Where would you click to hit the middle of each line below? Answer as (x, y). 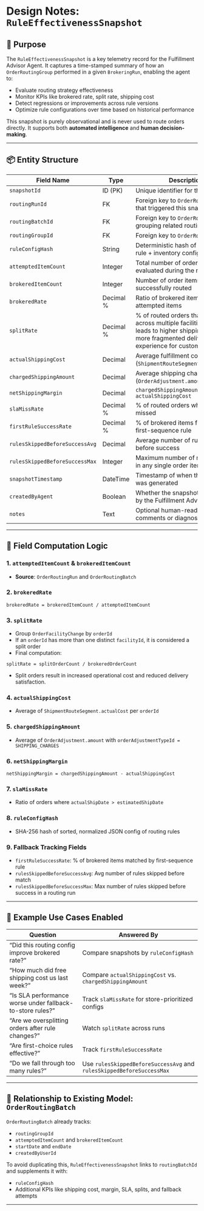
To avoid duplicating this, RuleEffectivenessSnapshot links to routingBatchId (102, 1164)
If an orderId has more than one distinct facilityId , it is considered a (102, 640)
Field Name (53, 180)
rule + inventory (158, 253)
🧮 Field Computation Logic (57, 546)
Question (43, 934)
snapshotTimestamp (36, 479)
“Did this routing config (42, 945)
